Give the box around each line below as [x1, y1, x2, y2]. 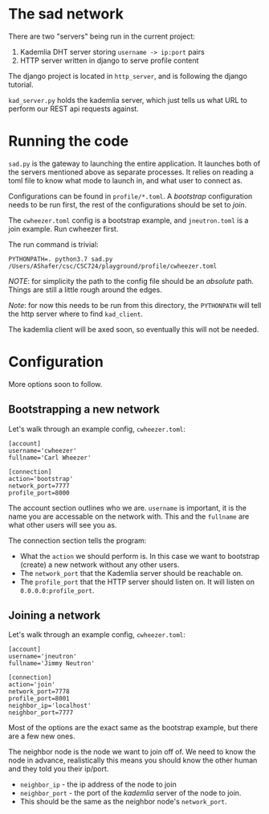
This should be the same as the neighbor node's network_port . [19, 797, 227, 807]
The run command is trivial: [8, 239, 99, 249]
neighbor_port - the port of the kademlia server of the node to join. [19, 788, 242, 798]
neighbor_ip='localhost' [8, 701, 92, 710]
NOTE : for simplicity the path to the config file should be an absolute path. [8, 276, 255, 286]
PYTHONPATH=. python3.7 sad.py [8, 255, 113, 263]
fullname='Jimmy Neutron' [8, 660, 95, 668]
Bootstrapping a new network [8, 403, 161, 417]
